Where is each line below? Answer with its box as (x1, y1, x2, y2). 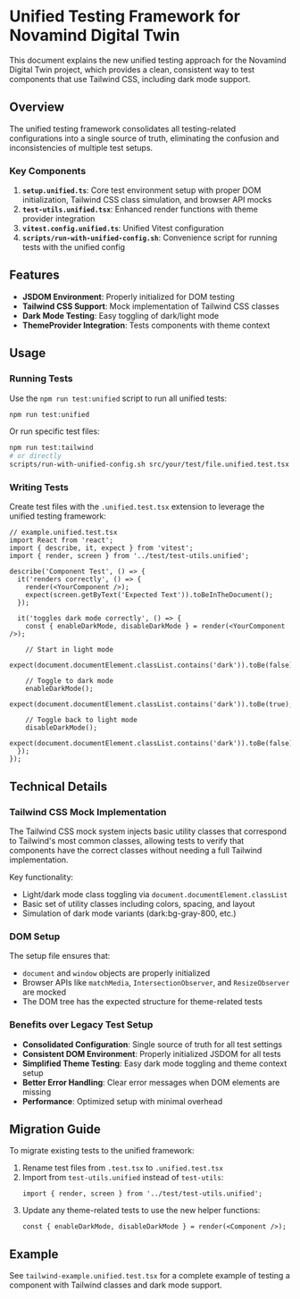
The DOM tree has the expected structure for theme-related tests (21, 996, 263, 1007)
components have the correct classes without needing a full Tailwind (9, 845, 262, 856)
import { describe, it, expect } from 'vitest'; (9, 544, 194, 553)
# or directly (9, 452, 62, 461)
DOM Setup (9, 930, 61, 943)
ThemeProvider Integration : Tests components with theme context (21, 320, 271, 330)
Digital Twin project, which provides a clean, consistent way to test (9, 64, 255, 75)
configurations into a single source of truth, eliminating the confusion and (9, 132, 279, 144)
